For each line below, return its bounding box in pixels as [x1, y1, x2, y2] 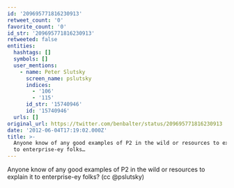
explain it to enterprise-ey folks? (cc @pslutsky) [7, 173, 145, 181]
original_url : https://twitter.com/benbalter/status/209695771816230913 [7, 120, 223, 127]
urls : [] [13, 113, 39, 120]
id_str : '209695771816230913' [7, 29, 95, 37]
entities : [7, 42, 36, 49]
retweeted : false [7, 36, 58, 43]
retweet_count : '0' [7, 17, 64, 24]
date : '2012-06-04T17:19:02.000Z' [7, 127, 108, 134]
